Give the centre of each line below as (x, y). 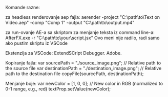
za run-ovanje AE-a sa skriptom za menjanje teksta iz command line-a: (80, 32)
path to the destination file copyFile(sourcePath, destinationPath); (75, 74)
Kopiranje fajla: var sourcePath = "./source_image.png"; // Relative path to (83, 63)
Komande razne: (23, 7)
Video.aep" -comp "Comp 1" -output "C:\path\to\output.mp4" (70, 23)
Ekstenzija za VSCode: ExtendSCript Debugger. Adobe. (64, 53)
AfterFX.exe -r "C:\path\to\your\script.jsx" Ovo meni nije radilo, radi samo (82, 38)
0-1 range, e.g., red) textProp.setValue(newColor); (58, 89)
